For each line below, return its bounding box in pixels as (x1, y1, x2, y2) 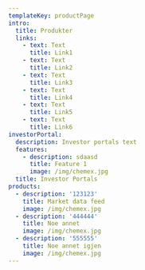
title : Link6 (29, 123, 73, 131)
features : (15, 145, 48, 153)
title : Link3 (29, 78, 73, 86)
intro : (8, 19, 30, 27)
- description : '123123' (15, 189, 98, 198)
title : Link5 (29, 109, 73, 117)
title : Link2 (29, 64, 73, 72)
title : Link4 (29, 93, 73, 101)
